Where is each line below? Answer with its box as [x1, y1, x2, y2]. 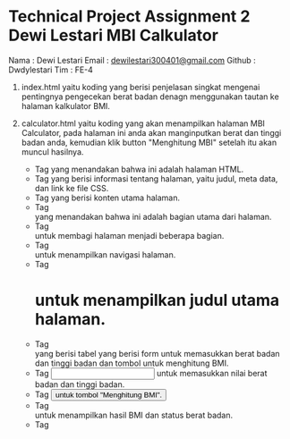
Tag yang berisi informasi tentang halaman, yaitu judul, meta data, [34, 173, 278, 184]
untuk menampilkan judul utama [34, 291, 280, 310]
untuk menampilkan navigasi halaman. [34, 249, 176, 260]
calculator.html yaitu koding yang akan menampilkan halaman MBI [21, 118, 266, 129]
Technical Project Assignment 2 [8, 6, 251, 27]
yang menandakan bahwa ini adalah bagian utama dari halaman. [34, 211, 272, 222]
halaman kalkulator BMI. [21, 100, 111, 111]
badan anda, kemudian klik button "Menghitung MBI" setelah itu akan [21, 137, 277, 148]
